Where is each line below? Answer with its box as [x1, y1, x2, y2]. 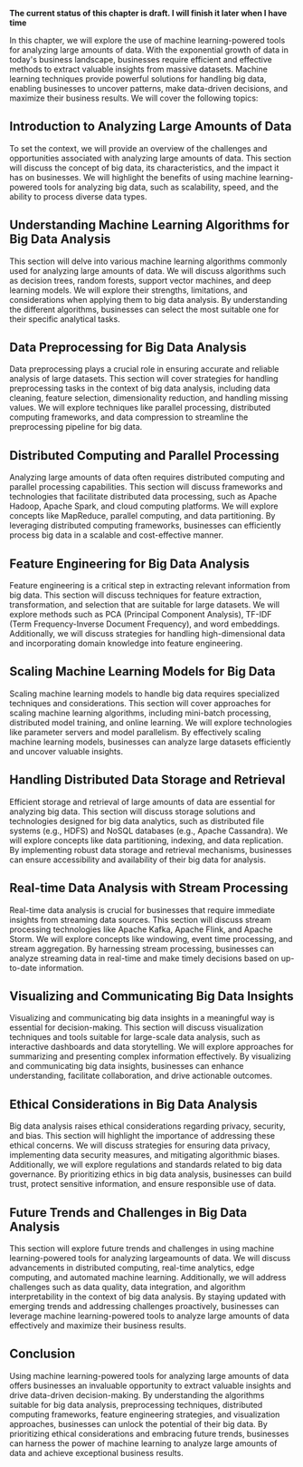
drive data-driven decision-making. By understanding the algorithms [9, 1389, 265, 1400]
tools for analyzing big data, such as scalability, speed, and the [43, 181, 279, 192]
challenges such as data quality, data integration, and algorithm [9, 1281, 246, 1292]
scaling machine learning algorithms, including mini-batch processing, [9, 707, 271, 718]
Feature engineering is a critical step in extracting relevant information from [9, 580, 291, 591]
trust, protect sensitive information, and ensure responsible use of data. [9, 1179, 277, 1190]
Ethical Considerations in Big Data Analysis [9, 1096, 258, 1112]
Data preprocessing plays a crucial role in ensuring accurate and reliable [9, 364, 279, 374]
